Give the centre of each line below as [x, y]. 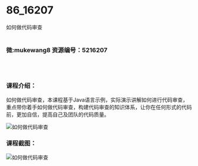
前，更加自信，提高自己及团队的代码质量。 [58, 114]
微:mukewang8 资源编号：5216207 [57, 50]
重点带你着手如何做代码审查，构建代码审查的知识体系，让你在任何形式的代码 [99, 107]
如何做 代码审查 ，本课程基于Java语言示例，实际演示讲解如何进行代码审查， [97, 100]
